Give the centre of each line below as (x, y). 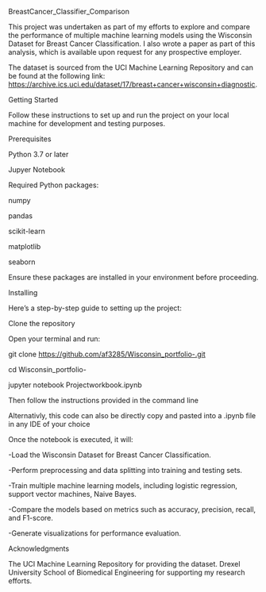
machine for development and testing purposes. (87, 123)
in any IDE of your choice (49, 424)
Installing (23, 292)
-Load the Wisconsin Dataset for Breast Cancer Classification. (110, 455)
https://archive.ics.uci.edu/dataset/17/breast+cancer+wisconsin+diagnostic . (133, 84)
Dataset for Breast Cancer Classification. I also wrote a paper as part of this (132, 44)
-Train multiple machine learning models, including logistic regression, (123, 486)
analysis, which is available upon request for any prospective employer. (125, 52)
